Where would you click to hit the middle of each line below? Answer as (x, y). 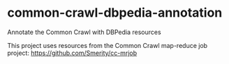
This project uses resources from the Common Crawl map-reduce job (108, 45)
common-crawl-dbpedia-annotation (115, 13)
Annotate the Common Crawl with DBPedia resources (84, 32)
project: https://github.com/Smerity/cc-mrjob (72, 53)
